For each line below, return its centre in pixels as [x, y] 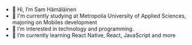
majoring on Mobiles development [55, 22]
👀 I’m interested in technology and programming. [73, 29]
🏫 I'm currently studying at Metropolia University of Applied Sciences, [99, 16]
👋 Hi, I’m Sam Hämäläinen [44, 9]
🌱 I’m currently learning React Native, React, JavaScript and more [94, 35]
